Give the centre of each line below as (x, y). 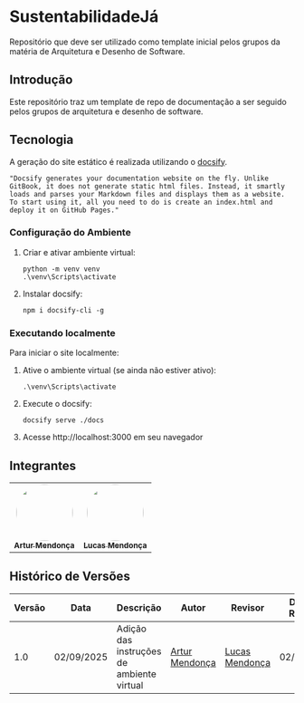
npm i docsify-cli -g (63, 310)
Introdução (41, 80)
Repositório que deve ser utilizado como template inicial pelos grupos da (145, 42)
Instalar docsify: (52, 294)
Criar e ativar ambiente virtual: (79, 252)
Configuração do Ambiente (70, 233)
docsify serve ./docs (63, 420)
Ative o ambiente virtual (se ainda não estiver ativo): (119, 371)
